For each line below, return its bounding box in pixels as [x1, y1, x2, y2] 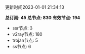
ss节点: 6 [12, 44, 31, 49]
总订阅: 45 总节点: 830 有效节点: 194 [5, 15, 81, 21]
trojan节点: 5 [12, 37, 38, 43]
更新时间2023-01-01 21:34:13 [5, 4, 64, 10]
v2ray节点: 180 [12, 31, 43, 37]
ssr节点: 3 [12, 25, 33, 31]
